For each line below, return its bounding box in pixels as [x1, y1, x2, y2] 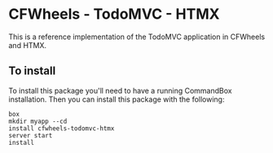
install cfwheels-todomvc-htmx [8, 124, 115, 133]
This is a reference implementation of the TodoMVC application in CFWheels [8, 32, 266, 42]
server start [8, 131, 53, 139]
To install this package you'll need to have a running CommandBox [8, 85, 232, 95]
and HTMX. [8, 40, 47, 50]
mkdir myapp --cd [8, 117, 68, 125]
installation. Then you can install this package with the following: [8, 94, 225, 104]
